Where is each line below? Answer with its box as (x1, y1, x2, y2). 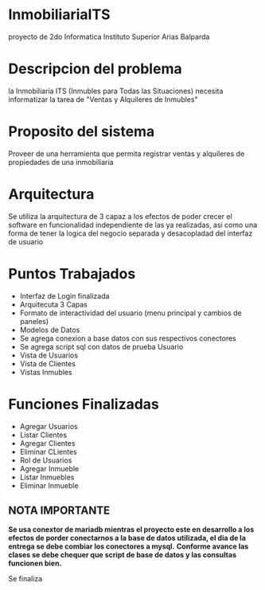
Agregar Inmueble (19, 463, 80, 473)
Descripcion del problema (8, 60, 182, 78)
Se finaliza (8, 574, 43, 584)
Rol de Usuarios (19, 455, 72, 465)
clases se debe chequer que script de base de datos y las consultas (8, 550, 237, 560)
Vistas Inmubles (19, 367, 73, 377)
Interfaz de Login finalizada (19, 291, 110, 300)
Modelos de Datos (19, 325, 80, 334)
